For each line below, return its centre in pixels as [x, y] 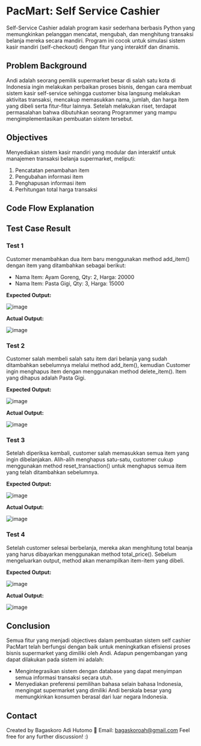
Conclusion [28, 626]
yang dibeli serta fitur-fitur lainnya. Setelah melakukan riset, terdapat [91, 106]
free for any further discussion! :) [47, 737]
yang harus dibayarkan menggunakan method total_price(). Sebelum [91, 554]
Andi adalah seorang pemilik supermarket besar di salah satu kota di [91, 80]
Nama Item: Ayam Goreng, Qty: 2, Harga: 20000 [75, 277]
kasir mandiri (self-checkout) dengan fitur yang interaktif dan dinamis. [93, 47]
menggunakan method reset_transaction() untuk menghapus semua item [96, 466]
